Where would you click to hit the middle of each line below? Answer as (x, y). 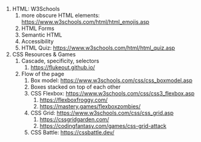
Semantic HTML (42, 35)
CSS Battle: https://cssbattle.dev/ (72, 132)
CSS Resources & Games (44, 54)
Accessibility (37, 41)
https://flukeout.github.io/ (63, 67)
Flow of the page (43, 74)
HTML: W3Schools (36, 9)
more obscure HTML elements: (60, 15)
